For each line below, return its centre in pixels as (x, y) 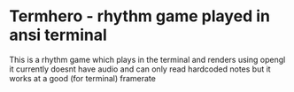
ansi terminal (58, 35)
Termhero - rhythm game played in (139, 16)
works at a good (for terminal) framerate (83, 78)
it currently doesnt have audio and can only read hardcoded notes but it (140, 69)
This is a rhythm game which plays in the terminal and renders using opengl (147, 59)
